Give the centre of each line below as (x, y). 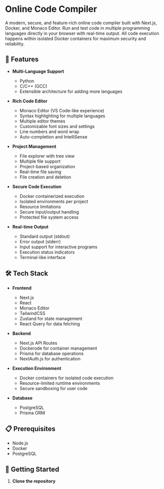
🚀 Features (22, 60)
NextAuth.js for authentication (50, 358)
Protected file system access (49, 217)
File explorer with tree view (47, 156)
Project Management (34, 146)
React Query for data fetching (50, 324)
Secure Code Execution (37, 186)
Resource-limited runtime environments (60, 383)
